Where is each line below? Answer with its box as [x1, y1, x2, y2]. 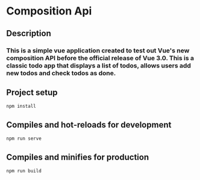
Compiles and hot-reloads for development [6, 119, 172, 130]
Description [6, 28, 51, 39]
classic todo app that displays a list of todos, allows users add [6, 61, 192, 70]
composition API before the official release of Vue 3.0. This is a [6, 54, 195, 62]
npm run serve [6, 135, 42, 142]
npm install [6, 104, 36, 110]
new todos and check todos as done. [6, 69, 116, 77]
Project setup [6, 87, 58, 98]
